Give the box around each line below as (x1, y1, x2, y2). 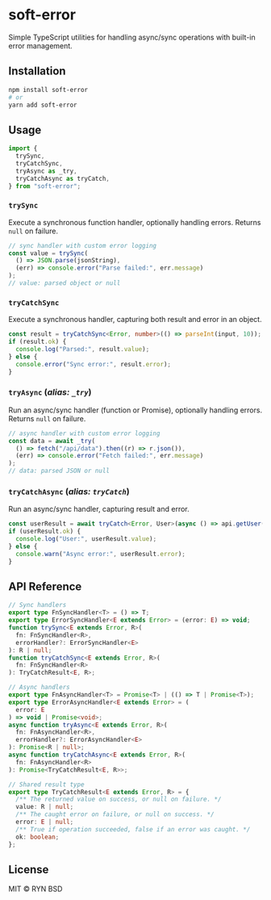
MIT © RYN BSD (8, 884, 63, 894)
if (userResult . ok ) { (8, 527, 81, 536)
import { (8, 144, 38, 153)
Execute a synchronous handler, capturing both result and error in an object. (8, 315, 262, 324)
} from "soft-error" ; (8, 182, 81, 190)
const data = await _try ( (8, 437, 95, 445)
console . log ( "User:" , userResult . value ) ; (15, 535, 157, 543)
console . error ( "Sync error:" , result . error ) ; (15, 360, 172, 368)
